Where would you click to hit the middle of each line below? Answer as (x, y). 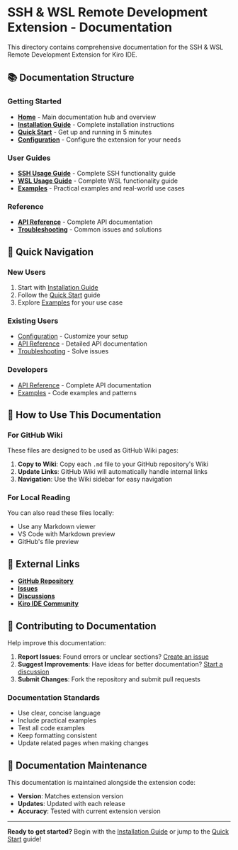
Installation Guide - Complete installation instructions (96, 124)
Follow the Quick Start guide (59, 295)
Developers (28, 370)
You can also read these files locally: (61, 513)
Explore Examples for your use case (70, 302)
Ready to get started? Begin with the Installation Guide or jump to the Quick (118, 832)
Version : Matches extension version (70, 796)
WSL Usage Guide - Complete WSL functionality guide (98, 181)
